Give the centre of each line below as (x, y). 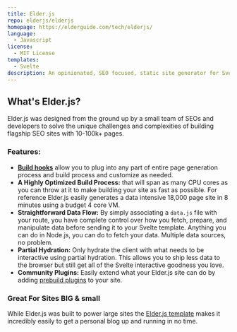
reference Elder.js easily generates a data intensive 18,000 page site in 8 (123, 197)
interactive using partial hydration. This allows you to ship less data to (119, 257)
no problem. (35, 242)
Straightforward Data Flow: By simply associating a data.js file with (117, 212)
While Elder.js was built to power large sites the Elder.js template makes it (114, 313)
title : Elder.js (31, 14)
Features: (24, 152)
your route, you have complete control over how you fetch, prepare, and (122, 220)
